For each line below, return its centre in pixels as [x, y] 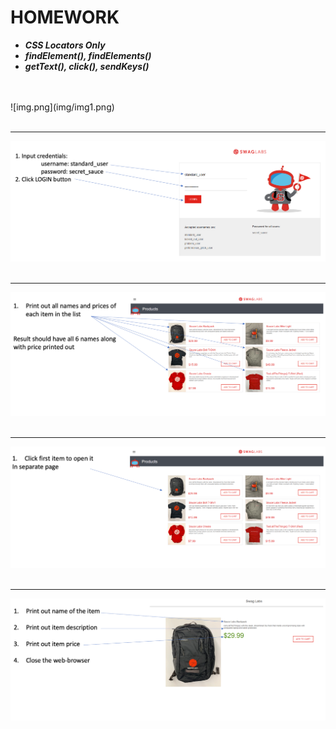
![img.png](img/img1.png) [62, 107]
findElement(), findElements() [88, 55]
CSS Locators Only [65, 45]
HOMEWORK [65, 17]
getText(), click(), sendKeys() [87, 66]
